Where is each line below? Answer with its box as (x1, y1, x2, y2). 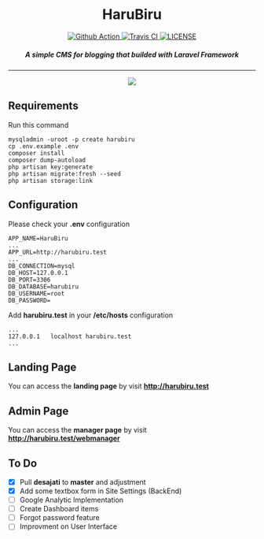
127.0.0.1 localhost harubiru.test (8, 333, 132, 340)
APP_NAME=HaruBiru (8, 234, 68, 242)
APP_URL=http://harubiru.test (8, 248, 108, 256)
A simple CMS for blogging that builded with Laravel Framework (24, 50, 240, 59)
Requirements (8, 99, 79, 113)
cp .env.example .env (8, 142, 79, 151)
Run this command (8, 120, 69, 129)
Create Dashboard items (19, 504, 99, 514)
